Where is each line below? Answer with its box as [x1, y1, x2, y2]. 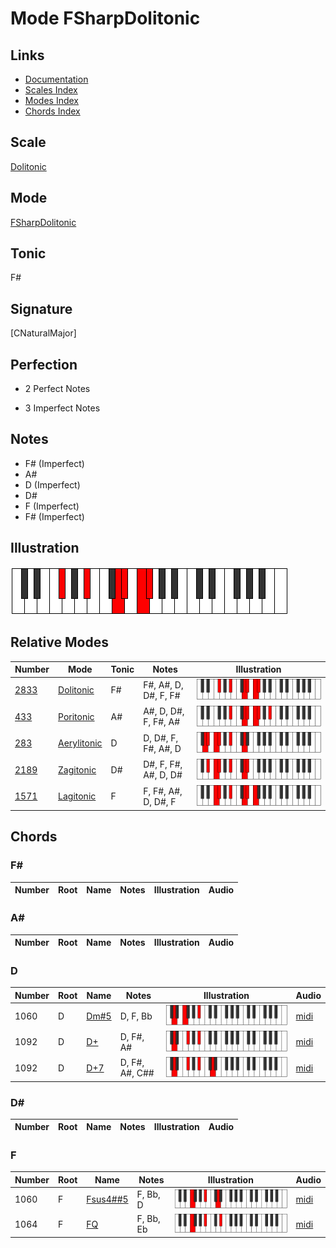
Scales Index [24, 84, 78, 96]
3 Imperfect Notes [24, 402, 101, 414]
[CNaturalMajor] [10, 327, 77, 339]
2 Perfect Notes [24, 383, 91, 395]
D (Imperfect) [24, 478, 81, 491]
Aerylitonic [58, 737, 103, 749]
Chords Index [24, 105, 81, 117]
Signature [10, 300, 73, 317]
